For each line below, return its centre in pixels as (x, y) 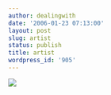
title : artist (32, 53)
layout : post (30, 30)
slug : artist (30, 38)
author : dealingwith (42, 16)
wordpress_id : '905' (42, 61)
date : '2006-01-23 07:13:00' (56, 23)
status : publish (35, 46)
